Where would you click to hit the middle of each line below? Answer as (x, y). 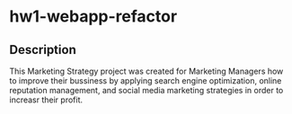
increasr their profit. (46, 100)
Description (43, 50)
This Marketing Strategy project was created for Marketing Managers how (146, 71)
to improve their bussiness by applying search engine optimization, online (146, 81)
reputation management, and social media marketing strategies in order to (146, 90)
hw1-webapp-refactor (93, 17)
